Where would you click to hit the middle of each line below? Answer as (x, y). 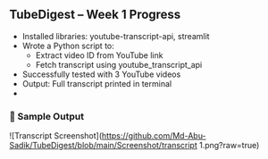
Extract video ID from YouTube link (99, 55)
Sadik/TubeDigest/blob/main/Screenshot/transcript (104, 146)
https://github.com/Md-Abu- (154, 136)
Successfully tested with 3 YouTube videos (101, 74)
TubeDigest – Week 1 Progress (95, 15)
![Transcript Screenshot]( (56, 136)
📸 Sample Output (47, 116)
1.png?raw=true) (230, 146)
